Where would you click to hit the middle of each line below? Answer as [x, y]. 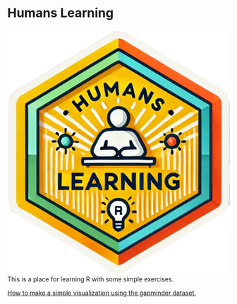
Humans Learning [61, 13]
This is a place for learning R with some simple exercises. [91, 279]
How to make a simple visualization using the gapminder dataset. [102, 293]
